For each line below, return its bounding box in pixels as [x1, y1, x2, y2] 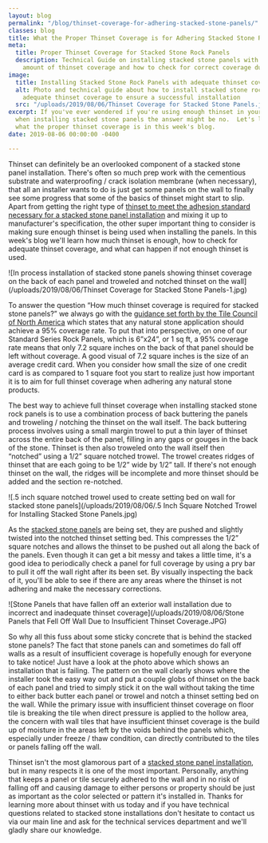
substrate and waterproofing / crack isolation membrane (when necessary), [8, 176, 258, 186]
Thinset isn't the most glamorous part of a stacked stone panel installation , [8, 757, 254, 766]
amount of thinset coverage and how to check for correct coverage [22, 64, 251, 72]
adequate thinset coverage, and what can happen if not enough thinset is [8, 244, 249, 254]
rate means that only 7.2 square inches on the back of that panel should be [8, 342, 254, 352]
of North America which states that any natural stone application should [8, 317, 245, 327]
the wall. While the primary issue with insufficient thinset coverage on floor [8, 699, 254, 709]
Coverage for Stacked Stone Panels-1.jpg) [108, 285, 247, 294]
